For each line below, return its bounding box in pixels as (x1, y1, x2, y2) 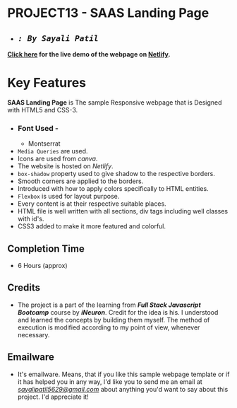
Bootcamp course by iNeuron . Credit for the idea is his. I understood (17, 308, 219, 316)
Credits (7, 281, 41, 294)
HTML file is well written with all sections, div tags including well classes (17, 207, 228, 216)
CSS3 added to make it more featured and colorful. (17, 222, 166, 231)
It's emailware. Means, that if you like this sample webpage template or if (17, 370, 230, 378)
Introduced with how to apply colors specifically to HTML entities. (17, 185, 209, 193)
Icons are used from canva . (17, 154, 98, 163)
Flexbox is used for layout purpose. (17, 192, 120, 201)
